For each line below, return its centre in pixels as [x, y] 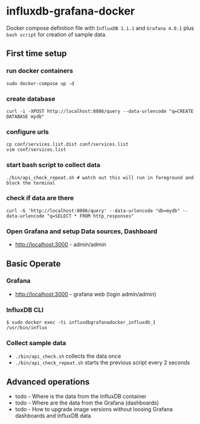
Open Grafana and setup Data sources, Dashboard [82, 231]
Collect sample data [36, 343]
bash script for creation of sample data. [57, 34]
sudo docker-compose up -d [40, 83]
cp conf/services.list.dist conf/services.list [68, 145]
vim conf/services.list [36, 150]
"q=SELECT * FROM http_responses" [91, 216]
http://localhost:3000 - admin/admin [60, 245]
